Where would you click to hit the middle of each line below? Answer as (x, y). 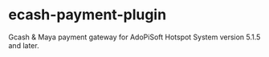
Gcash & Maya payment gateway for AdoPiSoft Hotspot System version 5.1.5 (134, 37)
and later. (24, 45)
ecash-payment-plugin (88, 15)
